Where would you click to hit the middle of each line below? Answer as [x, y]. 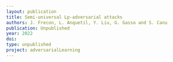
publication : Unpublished [38, 28]
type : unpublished [29, 45]
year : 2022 [19, 34]
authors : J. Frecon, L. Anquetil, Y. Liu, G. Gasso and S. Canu [87, 22]
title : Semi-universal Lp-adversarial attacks [64, 17]
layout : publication [32, 12]
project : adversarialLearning [43, 50]
